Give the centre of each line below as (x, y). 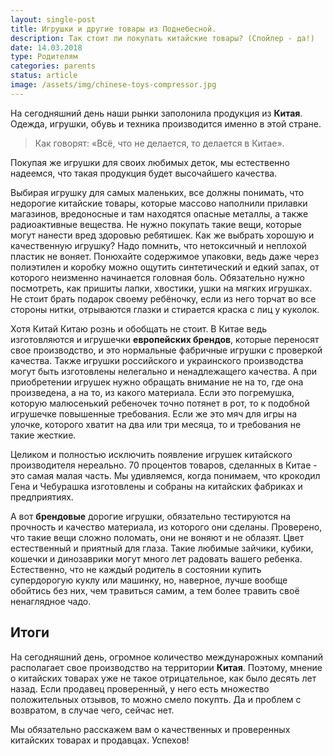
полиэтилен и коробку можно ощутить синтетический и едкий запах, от (165, 267)
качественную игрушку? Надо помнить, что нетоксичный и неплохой (158, 245)
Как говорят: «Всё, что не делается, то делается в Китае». (159, 143)
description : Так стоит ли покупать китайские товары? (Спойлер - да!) (162, 38)
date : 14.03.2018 (46, 47)
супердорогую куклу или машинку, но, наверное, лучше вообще (149, 580)
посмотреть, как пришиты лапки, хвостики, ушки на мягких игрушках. (161, 288)
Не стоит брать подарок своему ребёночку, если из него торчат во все (163, 298)
